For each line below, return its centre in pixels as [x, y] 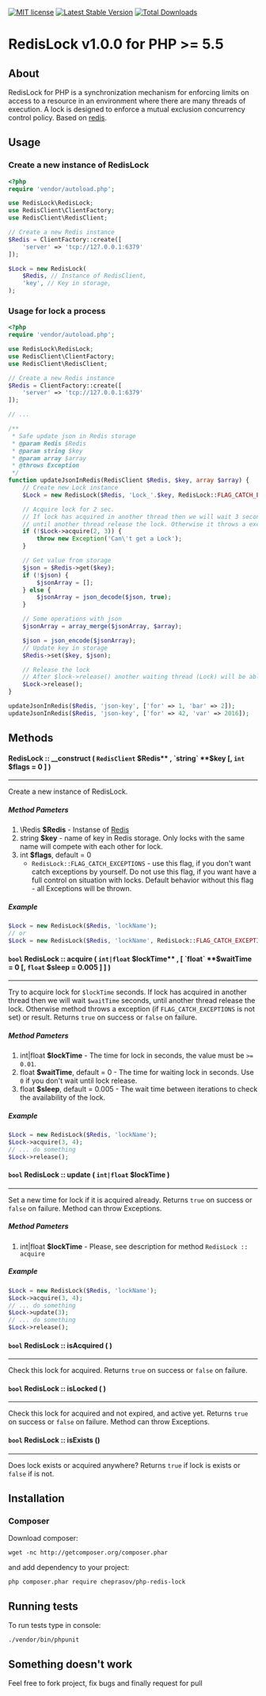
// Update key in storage [65, 648]
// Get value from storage [67, 561]
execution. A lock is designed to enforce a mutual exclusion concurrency [127, 109]
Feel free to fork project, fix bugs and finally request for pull [106, 1683]
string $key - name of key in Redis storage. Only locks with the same [132, 838]
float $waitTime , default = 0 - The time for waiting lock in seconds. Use [137, 1073]
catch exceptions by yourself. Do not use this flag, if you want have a [144, 872]
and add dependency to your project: [69, 1568]
